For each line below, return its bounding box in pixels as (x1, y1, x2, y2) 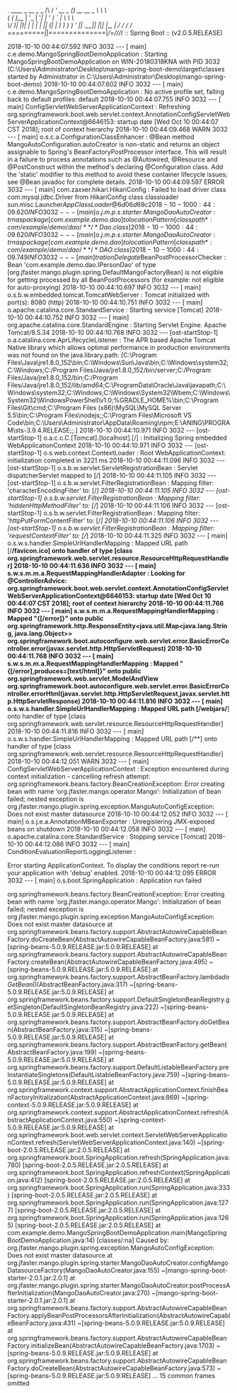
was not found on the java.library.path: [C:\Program (7, 351, 157, 359)
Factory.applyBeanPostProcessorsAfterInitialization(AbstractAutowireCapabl (7, 1312, 231, 1319)
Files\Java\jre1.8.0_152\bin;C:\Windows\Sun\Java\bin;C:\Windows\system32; (7, 358, 229, 367)
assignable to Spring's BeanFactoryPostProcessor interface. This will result (7, 148, 227, 156)
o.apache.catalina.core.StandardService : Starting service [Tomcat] (7, 306, 204, 314)
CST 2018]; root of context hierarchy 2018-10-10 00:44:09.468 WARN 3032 (7, 125, 228, 133)
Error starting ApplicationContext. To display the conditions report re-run (7, 861, 219, 870)
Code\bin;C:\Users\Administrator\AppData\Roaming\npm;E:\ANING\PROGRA (7, 419, 231, 427)
